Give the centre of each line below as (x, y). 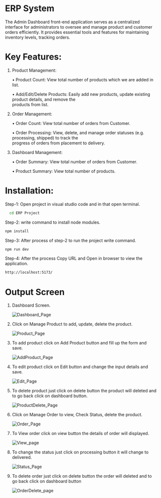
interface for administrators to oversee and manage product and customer (79, 27)
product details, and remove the (44, 99)
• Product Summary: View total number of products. (64, 171)
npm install (17, 231)
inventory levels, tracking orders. (38, 37)
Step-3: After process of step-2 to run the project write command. (71, 240)
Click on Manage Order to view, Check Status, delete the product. (77, 415)
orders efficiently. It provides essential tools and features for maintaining (77, 32)
